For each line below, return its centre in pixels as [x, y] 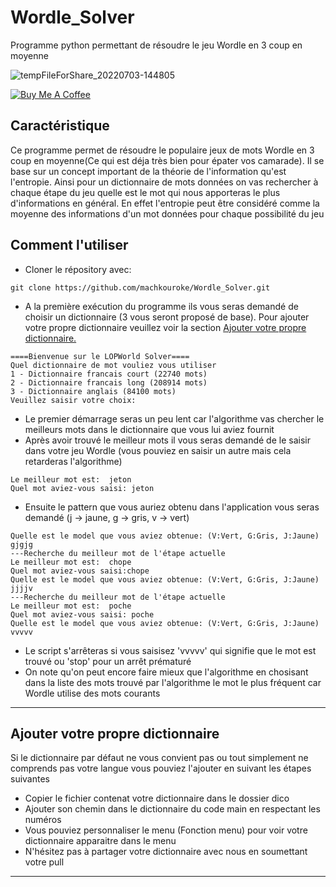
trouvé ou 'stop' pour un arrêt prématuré [108, 661]
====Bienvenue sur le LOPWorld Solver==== [100, 356]
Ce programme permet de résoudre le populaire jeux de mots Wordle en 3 [162, 150]
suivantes [30, 779]
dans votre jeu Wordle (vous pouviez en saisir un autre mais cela [158, 450]
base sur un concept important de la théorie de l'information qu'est [148, 171]
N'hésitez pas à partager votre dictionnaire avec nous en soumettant [166, 852]
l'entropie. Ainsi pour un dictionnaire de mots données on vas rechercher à [164, 182]
